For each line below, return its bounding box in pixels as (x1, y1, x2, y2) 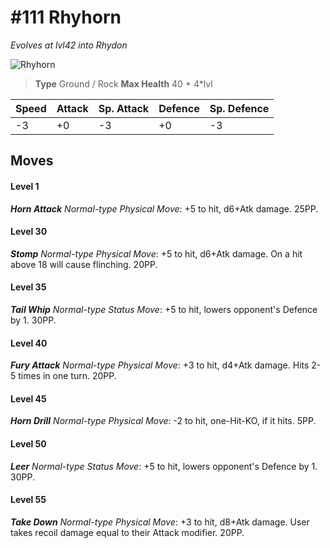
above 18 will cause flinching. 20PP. (10, 258, 158, 270)
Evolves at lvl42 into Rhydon (10, 39, 128, 51)
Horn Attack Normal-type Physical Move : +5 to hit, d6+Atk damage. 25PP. (10, 202, 319, 215)
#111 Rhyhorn (10, 6, 122, 29)
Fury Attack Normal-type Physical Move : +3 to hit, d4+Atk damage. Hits (10, 359, 310, 371)
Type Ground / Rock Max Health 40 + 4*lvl (34, 77, 213, 90)
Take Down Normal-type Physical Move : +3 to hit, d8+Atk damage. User (10, 516, 310, 528)
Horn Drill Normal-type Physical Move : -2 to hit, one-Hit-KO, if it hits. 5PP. (10, 415, 317, 427)
